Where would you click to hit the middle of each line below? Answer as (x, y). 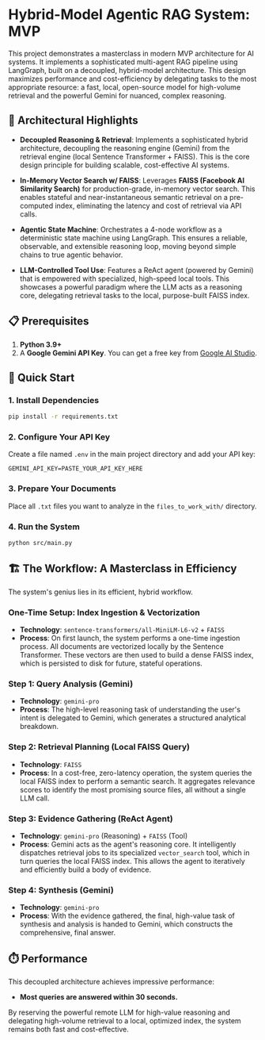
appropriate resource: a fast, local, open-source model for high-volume (125, 87)
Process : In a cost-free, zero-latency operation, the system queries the (136, 773)
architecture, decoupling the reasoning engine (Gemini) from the (125, 148)
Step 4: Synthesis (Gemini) (61, 890)
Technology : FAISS (51, 764)
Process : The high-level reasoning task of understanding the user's (130, 710)
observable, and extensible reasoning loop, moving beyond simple (128, 246)
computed (36, 205)
